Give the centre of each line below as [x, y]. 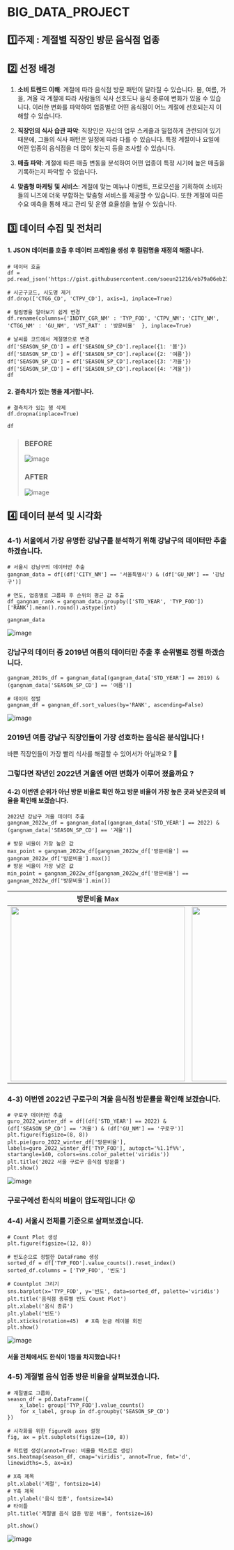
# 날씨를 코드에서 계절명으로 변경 [48, 339]
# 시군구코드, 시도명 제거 [39, 293]
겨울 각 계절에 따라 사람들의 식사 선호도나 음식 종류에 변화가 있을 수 [118, 98]
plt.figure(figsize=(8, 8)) [48, 1135]
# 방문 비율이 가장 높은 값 [41, 844]
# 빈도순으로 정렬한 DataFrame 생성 [53, 1257]
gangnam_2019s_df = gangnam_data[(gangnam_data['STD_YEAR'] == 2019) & [113, 678]
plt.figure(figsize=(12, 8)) [49, 1243]
